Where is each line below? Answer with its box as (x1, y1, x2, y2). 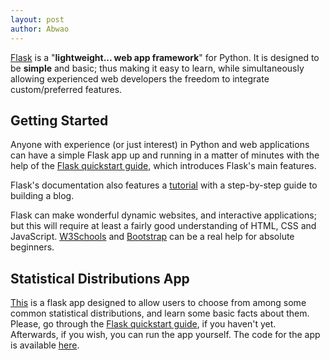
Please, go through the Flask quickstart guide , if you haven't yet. (10, 318, 277, 330)
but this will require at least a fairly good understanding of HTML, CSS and (10, 220, 317, 232)
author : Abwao (10, 24, 70, 34)
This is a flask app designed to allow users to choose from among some (10, 297, 307, 309)
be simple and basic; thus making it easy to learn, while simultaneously (10, 62, 305, 74)
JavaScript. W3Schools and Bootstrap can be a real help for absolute (10, 231, 295, 243)
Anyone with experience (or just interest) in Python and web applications (10, 139, 310, 151)
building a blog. (10, 190, 75, 202)
